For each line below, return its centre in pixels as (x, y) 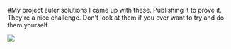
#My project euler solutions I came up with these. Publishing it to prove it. (114, 10)
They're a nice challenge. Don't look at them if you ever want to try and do (116, 17)
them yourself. (28, 25)
